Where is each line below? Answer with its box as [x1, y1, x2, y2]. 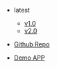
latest [13, 6, 30, 14]
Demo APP [13, 53, 45, 62]
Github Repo [13, 40, 50, 48]
